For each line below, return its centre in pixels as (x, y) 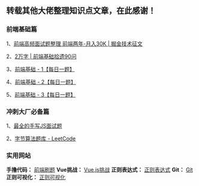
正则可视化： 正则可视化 (36, 177)
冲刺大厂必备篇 (28, 112)
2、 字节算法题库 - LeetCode (41, 138)
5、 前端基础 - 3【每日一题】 (41, 94)
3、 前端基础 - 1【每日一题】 (40, 69)
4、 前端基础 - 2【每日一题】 (41, 82)
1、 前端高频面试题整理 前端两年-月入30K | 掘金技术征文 (74, 43)
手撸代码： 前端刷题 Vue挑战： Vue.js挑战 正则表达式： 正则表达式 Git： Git (99, 170)
